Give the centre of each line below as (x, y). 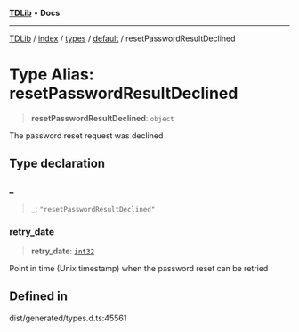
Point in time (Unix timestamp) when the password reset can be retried (139, 268)
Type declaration (57, 164)
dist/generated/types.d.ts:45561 (68, 318)
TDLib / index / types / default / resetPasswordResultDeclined (122, 38)
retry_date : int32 (63, 251)
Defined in (39, 297)
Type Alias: (52, 75)
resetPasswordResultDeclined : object (103, 118)
